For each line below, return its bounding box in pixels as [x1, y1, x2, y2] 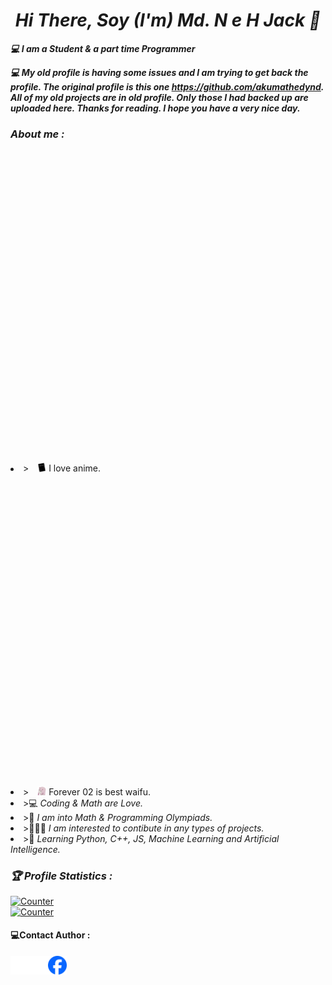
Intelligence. [10, 843, 61, 855]
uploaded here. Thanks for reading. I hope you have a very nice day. [10, 102, 301, 114]
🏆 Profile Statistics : [10, 869, 113, 883]
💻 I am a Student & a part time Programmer [10, 42, 196, 54]
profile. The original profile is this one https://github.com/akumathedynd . [10, 80, 325, 93]
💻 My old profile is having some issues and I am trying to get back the [10, 66, 309, 78]
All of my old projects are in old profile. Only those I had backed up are [10, 91, 309, 103]
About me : [10, 127, 65, 141]
